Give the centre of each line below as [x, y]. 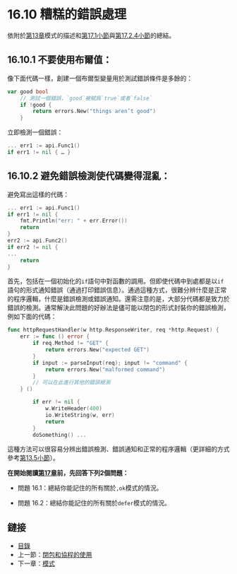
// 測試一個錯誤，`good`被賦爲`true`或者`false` [86, 98]
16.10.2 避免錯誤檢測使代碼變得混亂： [89, 176]
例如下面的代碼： [32, 317]
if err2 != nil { [33, 247]
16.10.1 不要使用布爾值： [60, 60]
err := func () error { [55, 336]
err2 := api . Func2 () [38, 241]
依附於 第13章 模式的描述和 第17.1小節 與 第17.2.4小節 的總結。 [91, 35]
